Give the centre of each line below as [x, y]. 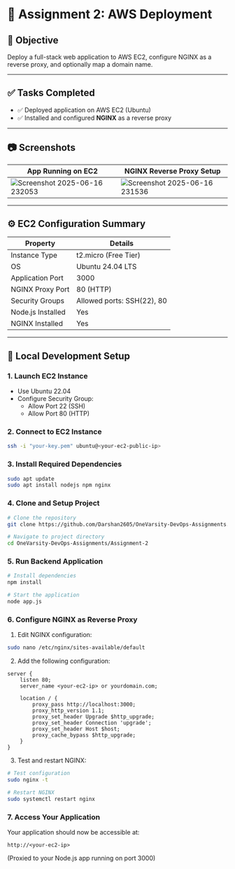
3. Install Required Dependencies [65, 464]
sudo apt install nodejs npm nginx [59, 485]
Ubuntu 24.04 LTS [107, 267]
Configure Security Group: [55, 399]
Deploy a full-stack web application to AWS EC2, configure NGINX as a [109, 57]
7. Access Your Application [54, 817]
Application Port [37, 278]
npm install [24, 582]
